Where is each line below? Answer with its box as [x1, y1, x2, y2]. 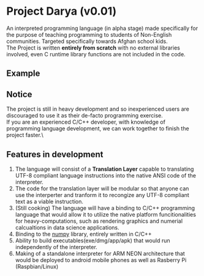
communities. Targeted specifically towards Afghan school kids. [6, 37, 168, 45]
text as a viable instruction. [15, 198, 84, 205]
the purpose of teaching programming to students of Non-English [6, 31, 172, 38]
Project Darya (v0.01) [6, 4, 117, 18]
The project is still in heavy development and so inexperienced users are [6, 105, 190, 113]
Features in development [6, 149, 104, 160]
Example [6, 69, 40, 79]
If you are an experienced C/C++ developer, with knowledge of [6, 118, 165, 126]
